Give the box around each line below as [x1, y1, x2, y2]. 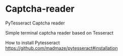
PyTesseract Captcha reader [5, 20, 65, 26]
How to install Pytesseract [5, 39, 60, 46]
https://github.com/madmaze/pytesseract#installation [5, 45, 118, 51]
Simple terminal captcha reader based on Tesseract [5, 30, 114, 36]
